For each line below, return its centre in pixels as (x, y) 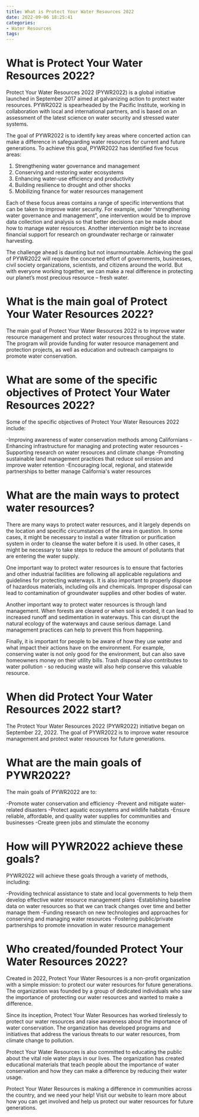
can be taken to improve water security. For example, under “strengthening (98, 209)
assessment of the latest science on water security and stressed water (93, 118)
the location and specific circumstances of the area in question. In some (94, 531)
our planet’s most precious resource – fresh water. (68, 278)
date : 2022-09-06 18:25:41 (40, 17)
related (15, 809)
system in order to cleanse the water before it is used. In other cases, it (93, 543)
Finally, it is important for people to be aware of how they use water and (94, 641)
